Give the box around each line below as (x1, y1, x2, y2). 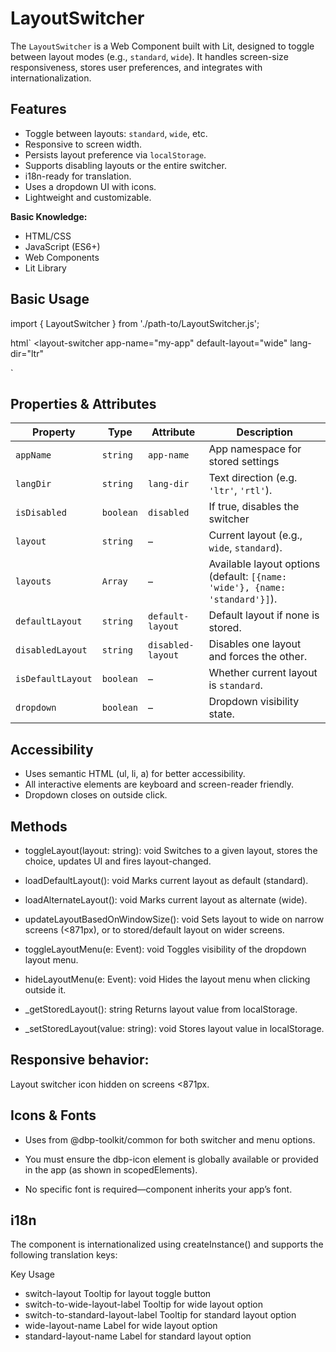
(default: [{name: (208, 570, 288, 584)
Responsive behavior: (10, 1052, 150, 1069)
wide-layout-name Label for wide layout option (24, 1320, 218, 1332)
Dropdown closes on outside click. (24, 789, 168, 801)
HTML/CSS (24, 230, 72, 242)
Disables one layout (208, 637, 302, 651)
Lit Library (24, 262, 67, 274)
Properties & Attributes (10, 395, 157, 412)
